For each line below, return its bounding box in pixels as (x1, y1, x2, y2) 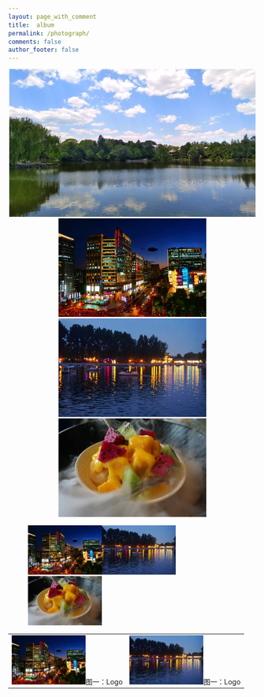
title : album (8, 20, 55, 29)
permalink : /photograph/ (8, 29, 90, 37)
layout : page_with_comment (8, 13, 97, 20)
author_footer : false (8, 46, 80, 54)
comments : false (8, 38, 61, 46)
